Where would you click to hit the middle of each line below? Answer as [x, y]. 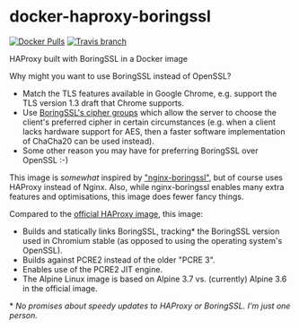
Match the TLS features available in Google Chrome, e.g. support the [149, 93]
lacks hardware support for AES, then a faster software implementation [154, 131]
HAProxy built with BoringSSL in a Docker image [99, 58]
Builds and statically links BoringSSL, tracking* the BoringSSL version [151, 231]
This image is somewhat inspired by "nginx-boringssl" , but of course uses [146, 177]
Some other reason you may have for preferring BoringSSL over [140, 151]
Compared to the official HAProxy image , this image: [106, 213]
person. [24, 315]
